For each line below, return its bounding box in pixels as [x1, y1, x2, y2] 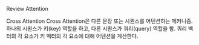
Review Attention [6, 5, 48, 12]
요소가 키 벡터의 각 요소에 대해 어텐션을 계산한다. [24, 32, 139, 40]
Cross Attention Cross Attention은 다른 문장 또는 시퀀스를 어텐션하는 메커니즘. [6, 17, 193, 25]
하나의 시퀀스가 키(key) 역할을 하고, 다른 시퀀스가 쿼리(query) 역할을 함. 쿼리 [6, 25, 188, 32]
